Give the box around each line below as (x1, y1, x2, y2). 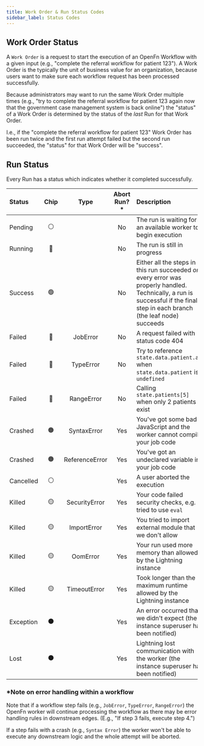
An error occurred (136, 606, 188, 615)
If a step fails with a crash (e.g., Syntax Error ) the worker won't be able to (6, 726, 191, 734)
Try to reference (136, 347, 183, 355)
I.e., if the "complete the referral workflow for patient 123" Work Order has (6, 129, 192, 136)
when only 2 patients (136, 397, 196, 406)
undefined (136, 375, 165, 383)
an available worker (136, 223, 192, 232)
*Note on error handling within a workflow (6, 688, 134, 697)
